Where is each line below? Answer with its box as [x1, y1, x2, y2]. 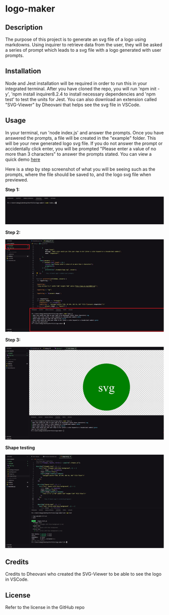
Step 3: [5, 337, 21, 343]
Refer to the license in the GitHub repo [5, 604, 84, 610]
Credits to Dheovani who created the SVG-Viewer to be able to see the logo [5, 571, 162, 577]
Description [5, 23, 43, 32]
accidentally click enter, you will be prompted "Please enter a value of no [5, 145, 156, 151]
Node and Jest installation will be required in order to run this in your [5, 80, 147, 86]
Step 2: [5, 229, 21, 235]
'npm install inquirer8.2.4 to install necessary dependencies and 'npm [11, 91, 156, 97]
